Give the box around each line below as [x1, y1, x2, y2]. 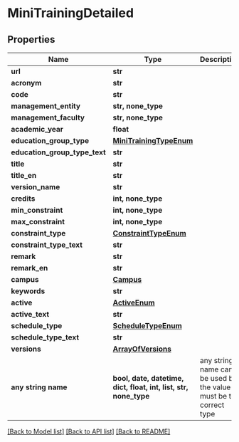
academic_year [11, 125, 64, 134]
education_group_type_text [11, 147, 107, 157]
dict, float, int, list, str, [112, 382, 188, 392]
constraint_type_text [11, 240, 83, 250]
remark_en [11, 263, 48, 273]
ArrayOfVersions [112, 344, 172, 354]
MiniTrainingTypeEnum [112, 136, 193, 145]
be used [200, 374, 228, 383]
